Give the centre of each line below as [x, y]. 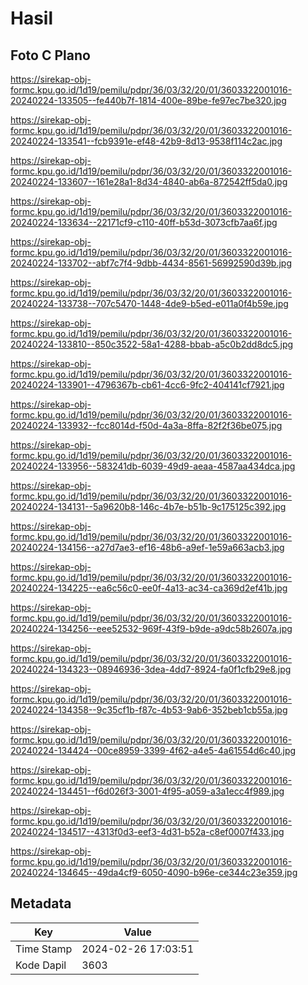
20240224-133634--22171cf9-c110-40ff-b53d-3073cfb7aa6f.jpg [144, 222]
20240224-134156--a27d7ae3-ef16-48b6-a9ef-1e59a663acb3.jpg [147, 547]
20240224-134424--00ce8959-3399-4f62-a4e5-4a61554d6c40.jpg [153, 750]
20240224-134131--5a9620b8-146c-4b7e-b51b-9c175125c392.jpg [148, 506]
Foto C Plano [50, 55]
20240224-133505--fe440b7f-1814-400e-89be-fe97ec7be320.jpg [148, 100]
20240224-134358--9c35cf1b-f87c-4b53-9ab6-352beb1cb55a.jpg [149, 710]
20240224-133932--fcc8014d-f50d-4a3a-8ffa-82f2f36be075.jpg [146, 425]
